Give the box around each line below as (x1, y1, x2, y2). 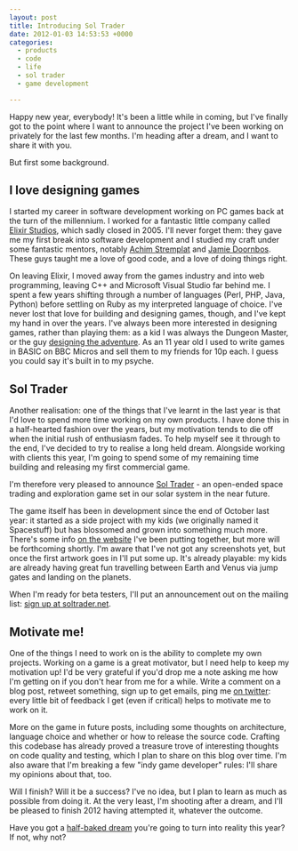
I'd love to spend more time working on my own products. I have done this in (9, 414, 290, 425)
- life (17, 63, 42, 72)
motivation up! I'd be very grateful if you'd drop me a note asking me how (9, 667, 278, 678)
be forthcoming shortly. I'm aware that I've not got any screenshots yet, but (9, 543, 286, 554)
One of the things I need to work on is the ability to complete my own (9, 648, 262, 659)
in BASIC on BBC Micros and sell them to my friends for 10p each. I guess (9, 346, 278, 357)
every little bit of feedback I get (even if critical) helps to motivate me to (9, 695, 271, 706)
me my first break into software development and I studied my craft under (9, 235, 280, 245)
